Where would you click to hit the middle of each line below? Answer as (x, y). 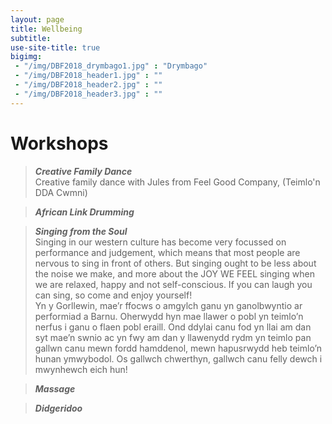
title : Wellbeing (46, 29)
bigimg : (26, 57)
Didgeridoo (58, 408)
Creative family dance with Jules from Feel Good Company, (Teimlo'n (177, 182)
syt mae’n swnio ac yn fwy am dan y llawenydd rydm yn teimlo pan (173, 337)
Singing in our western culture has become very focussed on (160, 242)
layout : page (37, 19)
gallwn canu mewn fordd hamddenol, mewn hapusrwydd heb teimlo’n (178, 348)
